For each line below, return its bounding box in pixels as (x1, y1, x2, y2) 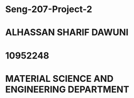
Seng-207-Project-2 (5, 4, 93, 15)
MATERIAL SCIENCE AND (5, 73, 114, 84)
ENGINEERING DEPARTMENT (5, 83, 129, 95)
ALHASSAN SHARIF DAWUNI (5, 27, 129, 38)
